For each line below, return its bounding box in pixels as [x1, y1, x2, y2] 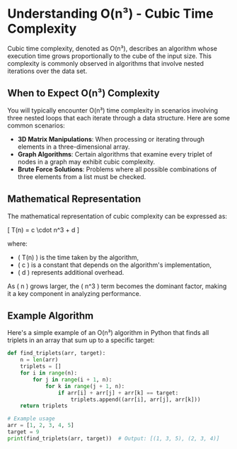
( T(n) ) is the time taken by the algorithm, [17, 253, 139, 261]
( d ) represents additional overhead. [17, 268, 125, 276]
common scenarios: [7, 121, 65, 130]
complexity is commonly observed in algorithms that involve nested [7, 59, 204, 67]
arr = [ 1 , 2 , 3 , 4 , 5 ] [7, 422, 74, 429]
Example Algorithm [7, 309, 94, 322]
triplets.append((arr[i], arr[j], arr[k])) [70, 396, 201, 403]
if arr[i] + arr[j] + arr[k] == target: [57, 389, 179, 397]
